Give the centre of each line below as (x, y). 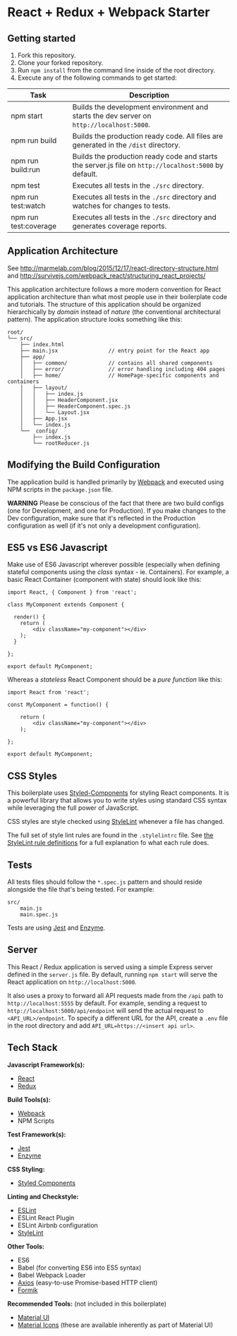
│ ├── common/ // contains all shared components (116, 363)
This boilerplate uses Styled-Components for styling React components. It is (118, 793)
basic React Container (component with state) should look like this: (104, 580)
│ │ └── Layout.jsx (55, 412)
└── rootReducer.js (61, 443)
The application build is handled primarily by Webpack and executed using (116, 482)
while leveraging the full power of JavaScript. (73, 808)
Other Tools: (26, 1246)
